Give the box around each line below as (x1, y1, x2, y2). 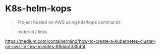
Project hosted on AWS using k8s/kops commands (17, 19, 121, 25)
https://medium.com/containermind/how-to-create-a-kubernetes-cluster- (5, 38, 156, 44)
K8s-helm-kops (5, 3, 72, 14)
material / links (17, 28, 48, 34)
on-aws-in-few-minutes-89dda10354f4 (5, 43, 86, 49)
